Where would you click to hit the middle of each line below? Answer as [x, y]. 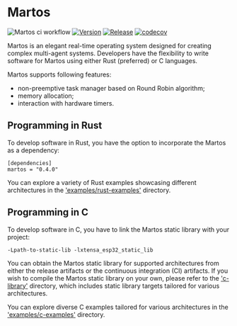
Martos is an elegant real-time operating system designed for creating [110, 45]
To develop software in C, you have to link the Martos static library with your [118, 229]
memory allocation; [46, 96]
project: [19, 237]
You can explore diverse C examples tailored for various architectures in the [118, 307]
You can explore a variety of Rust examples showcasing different [102, 182]
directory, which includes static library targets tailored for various [125, 286]
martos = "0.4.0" [33, 169]
